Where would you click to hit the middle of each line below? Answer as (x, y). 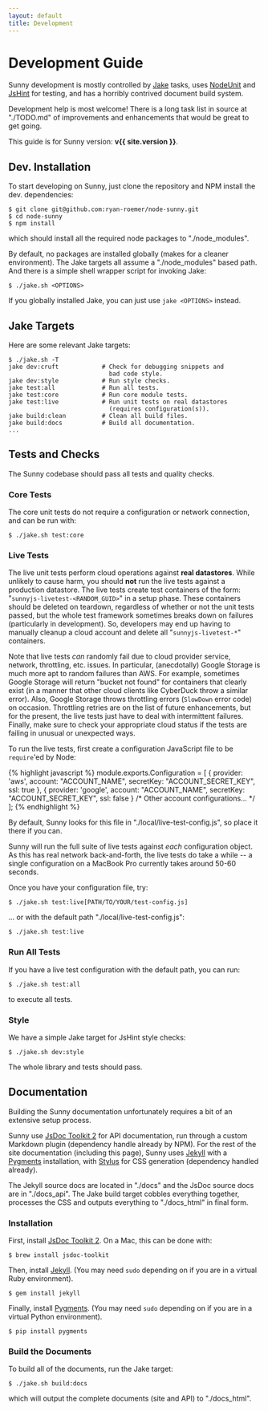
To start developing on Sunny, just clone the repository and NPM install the (132, 186)
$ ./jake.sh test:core (46, 535)
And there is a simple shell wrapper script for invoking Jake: (108, 271)
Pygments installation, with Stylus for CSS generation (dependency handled (134, 1161)
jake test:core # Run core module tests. (98, 395)
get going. (25, 126)
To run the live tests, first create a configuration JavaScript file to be (121, 749)
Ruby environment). (41, 1279)
